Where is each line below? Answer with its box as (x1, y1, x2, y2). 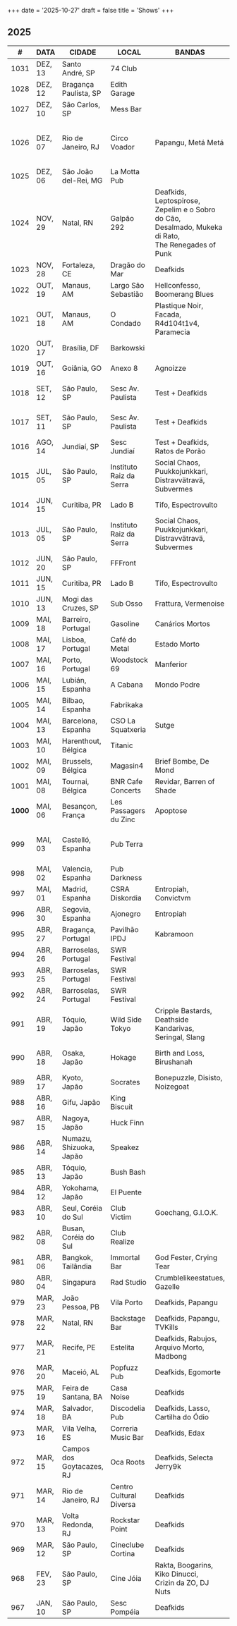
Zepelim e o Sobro (154, 204, 216, 214)
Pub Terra (110, 839, 143, 849)
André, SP (62, 68, 95, 78)
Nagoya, (62, 1113, 90, 1123)
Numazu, (62, 1133, 92, 1143)
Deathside (154, 1015, 189, 1025)
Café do (110, 635, 137, 644)
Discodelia (110, 1403, 146, 1413)
